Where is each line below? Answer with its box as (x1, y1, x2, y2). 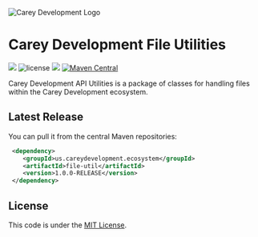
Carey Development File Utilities (8, 36, 227, 54)
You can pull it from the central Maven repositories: (8, 131, 178, 141)
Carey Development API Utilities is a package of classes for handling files (8, 78, 250, 88)
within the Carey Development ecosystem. (8, 86, 148, 96)
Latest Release (8, 110, 84, 124)
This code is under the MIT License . (8, 220, 127, 230)
